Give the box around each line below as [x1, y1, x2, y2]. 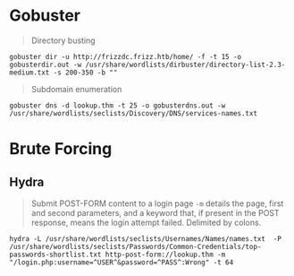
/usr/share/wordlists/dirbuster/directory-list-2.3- [85, 60, 286, 69]
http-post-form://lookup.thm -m [105, 250, 226, 259]
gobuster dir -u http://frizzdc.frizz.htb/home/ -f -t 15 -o [9, 52, 242, 61]
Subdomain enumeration [30, 83, 122, 94]
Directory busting [30, 35, 96, 46]
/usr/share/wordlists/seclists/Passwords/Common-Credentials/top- [9, 242, 262, 251]
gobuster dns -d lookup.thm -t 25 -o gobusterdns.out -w [9, 100, 226, 110]
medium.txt [9, 68, 50, 77]
